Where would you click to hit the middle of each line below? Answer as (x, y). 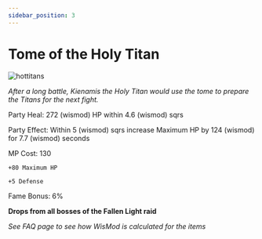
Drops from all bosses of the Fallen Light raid (82, 211)
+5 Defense (26, 181)
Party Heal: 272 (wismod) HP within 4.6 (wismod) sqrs (96, 114)
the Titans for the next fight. (53, 100)
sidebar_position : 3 (42, 15)
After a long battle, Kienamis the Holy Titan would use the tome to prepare (129, 91)
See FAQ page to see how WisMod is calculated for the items (107, 226)
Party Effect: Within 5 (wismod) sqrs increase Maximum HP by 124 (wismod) (131, 129)
